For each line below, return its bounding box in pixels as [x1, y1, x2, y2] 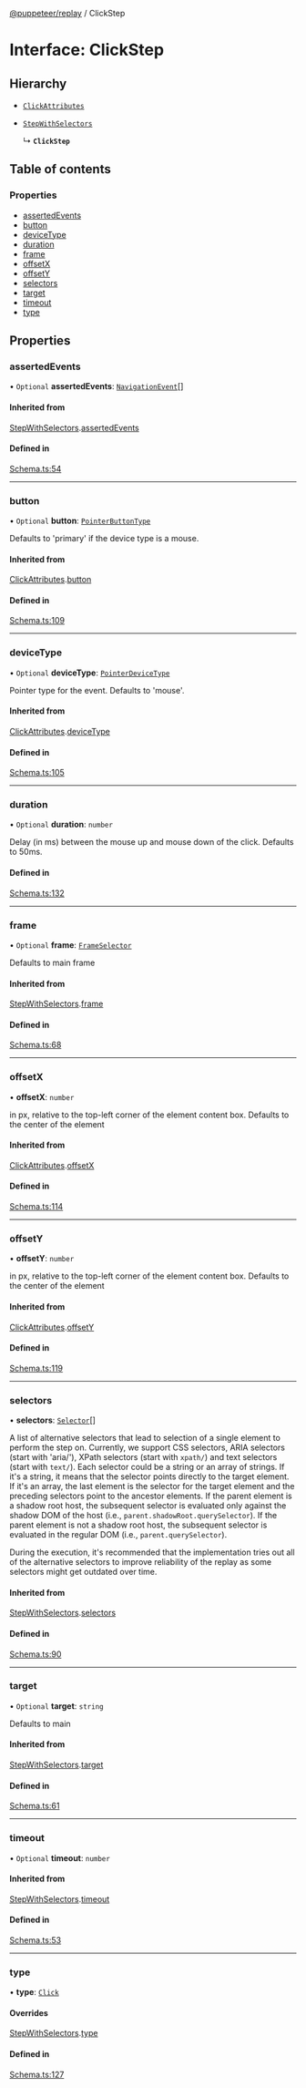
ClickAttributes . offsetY [9, 1322, 95, 1332]
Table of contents [9, 161, 111, 177]
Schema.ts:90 [9, 1649, 62, 1660]
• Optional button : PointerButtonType [9, 515, 151, 527]
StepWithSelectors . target [9, 1759, 104, 1770]
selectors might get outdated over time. [9, 1567, 158, 1578]
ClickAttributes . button [9, 574, 92, 585]
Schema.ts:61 [9, 1800, 60, 1812]
